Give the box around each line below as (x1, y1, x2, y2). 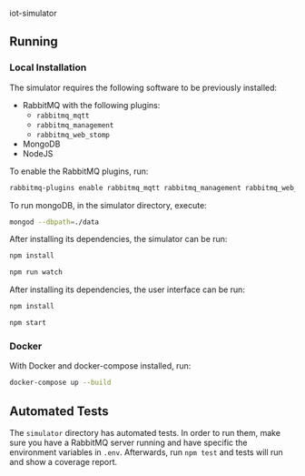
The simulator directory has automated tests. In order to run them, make (9, 427, 281, 438)
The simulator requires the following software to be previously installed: (9, 82, 278, 93)
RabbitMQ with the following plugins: (22, 99, 161, 110)
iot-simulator (9, 8, 57, 18)
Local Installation (9, 61, 87, 74)
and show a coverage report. (9, 456, 118, 467)
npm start (9, 319, 47, 328)
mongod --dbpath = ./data (9, 218, 100, 227)
